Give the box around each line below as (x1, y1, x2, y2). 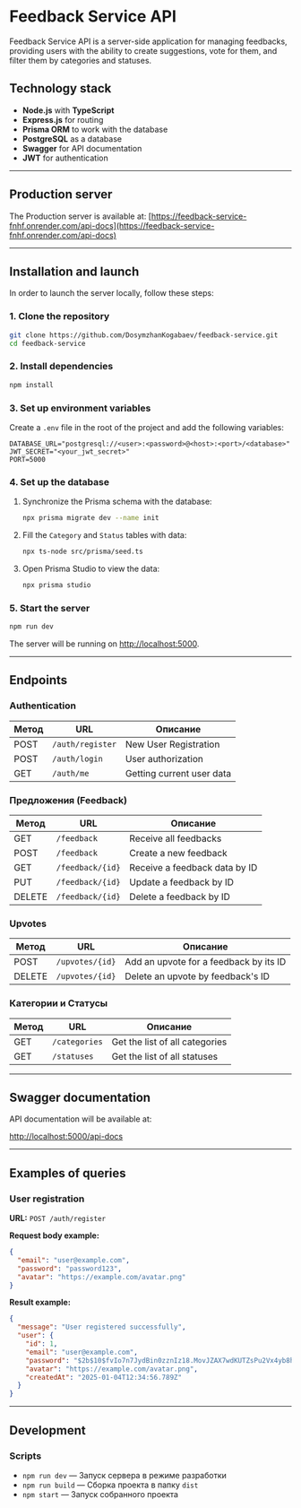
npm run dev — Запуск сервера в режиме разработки (21, 1469, 227, 1480)
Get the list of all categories (111, 1036, 228, 1048)
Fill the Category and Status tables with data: (21, 530, 187, 541)
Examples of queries (9, 1166, 127, 1181)
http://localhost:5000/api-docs (9, 1131, 124, 1142)
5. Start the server (9, 602, 90, 614)
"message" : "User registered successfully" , (17, 1322, 186, 1332)
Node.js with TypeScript (21, 105, 115, 116)
